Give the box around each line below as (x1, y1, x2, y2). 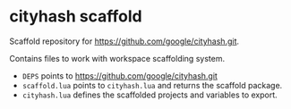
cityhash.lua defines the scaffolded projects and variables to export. (21, 89, 278, 100)
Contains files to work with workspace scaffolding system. (9, 53, 226, 63)
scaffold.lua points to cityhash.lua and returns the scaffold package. (21, 80, 283, 90)
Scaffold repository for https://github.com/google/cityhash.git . (9, 36, 240, 46)
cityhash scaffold (9, 6, 142, 27)
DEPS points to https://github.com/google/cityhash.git (21, 70, 218, 81)
